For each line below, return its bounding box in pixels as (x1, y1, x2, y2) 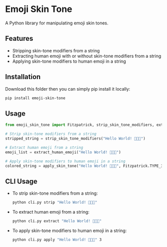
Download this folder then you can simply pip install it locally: (5, 86, 131, 92)
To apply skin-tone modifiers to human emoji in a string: (12, 228, 127, 234)
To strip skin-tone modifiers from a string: (12, 190, 98, 196)
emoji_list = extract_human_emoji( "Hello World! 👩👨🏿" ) (5, 149, 121, 155)
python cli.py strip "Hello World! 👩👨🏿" (12, 200, 97, 205)
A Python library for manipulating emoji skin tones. (5, 20, 108, 26)
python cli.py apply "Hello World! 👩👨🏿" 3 (12, 237, 102, 242)
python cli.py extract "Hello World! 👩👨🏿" (12, 219, 102, 224)
